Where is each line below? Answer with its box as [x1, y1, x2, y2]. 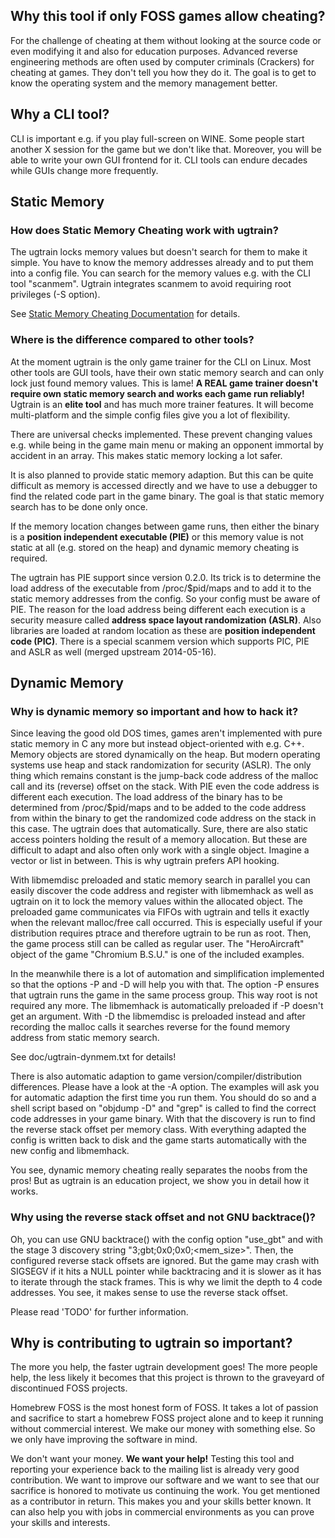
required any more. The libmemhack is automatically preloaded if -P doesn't [10, 1000, 324, 1012]
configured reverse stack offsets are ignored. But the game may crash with [10, 1254, 320, 1266]
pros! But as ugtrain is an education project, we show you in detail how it [10, 1175, 310, 1187]
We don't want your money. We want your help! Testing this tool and [10, 1453, 295, 1465]
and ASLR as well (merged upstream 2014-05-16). [10, 645, 217, 658]
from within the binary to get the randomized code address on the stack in [10, 812, 317, 824]
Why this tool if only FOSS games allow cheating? [10, 8, 326, 25]
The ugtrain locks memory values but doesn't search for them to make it [10, 246, 308, 258]
